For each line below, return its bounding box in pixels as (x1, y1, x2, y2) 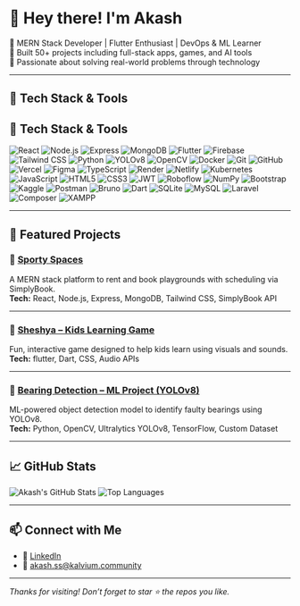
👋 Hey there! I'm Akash (9, 8, 183, 29)
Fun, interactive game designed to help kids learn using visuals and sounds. (9, 344, 288, 355)
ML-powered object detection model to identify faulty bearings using (9, 404, 262, 415)
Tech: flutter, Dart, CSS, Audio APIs (9, 353, 140, 365)
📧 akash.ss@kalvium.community (21, 560, 142, 571)
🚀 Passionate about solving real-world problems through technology (9, 56, 261, 67)
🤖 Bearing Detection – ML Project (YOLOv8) (9, 384, 200, 397)
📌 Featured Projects (9, 227, 121, 242)
